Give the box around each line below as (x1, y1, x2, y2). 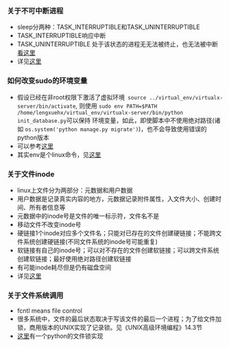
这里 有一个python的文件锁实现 (16, 332, 104, 340)
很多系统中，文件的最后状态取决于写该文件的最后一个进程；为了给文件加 (16, 315, 221, 323)
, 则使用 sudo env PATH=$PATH (75, 101, 158, 110)
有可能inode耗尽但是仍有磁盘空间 (16, 263, 112, 272)
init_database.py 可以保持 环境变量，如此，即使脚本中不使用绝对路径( (16, 116, 215, 124)
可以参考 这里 (16, 142, 53, 150)
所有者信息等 (29, 203, 66, 211)
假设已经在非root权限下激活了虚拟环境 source (16, 93, 147, 101)
